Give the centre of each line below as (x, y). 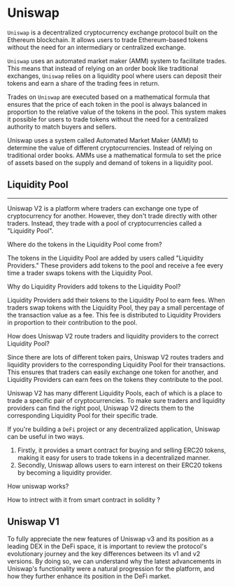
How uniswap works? (38, 486)
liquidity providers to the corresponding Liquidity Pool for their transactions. (116, 364)
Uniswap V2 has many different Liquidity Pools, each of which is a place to (115, 393)
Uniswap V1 (33, 522)
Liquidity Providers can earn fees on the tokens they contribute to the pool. (115, 379)
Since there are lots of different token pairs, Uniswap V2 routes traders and (115, 357)
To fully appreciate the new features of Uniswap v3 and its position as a (111, 539)
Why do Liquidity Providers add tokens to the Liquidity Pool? (94, 286)
